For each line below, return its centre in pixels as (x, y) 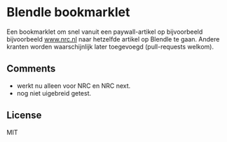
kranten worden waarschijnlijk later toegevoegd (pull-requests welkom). (110, 46)
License (24, 116)
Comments (31, 69)
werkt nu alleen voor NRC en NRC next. (74, 86)
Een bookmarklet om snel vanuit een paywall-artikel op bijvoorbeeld (105, 32)
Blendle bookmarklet (68, 12)
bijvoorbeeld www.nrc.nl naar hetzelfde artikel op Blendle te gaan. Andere (113, 39)
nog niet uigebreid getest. (54, 93)
